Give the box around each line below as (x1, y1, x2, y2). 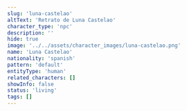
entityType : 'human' (7, 68, 67, 74)
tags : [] (7, 94, 33, 101)
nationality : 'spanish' (7, 55, 76, 62)
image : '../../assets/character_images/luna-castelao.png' (7, 42, 181, 49)
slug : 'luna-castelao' (7, 10, 73, 17)
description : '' (7, 29, 54, 37)
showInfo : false (7, 81, 54, 88)
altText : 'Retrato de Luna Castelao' (7, 17, 116, 23)
